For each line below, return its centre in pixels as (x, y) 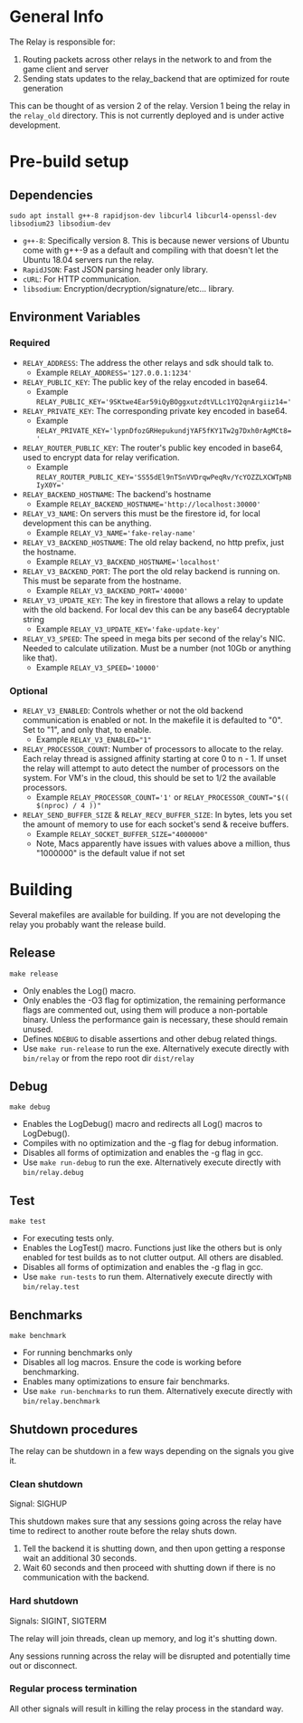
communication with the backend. (85, 1577)
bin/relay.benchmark (61, 1401)
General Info (57, 17)
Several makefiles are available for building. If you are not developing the (145, 914)
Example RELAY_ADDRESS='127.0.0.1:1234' (114, 372)
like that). (40, 658)
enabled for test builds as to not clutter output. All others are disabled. (153, 1257)
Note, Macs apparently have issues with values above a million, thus (163, 843)
